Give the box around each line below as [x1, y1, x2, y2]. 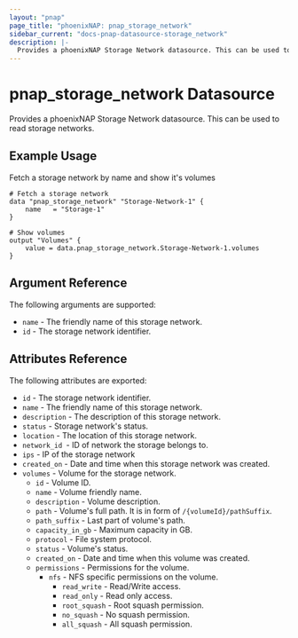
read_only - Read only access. [61, 590, 173, 601]
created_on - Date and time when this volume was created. [35, 552, 250, 563]
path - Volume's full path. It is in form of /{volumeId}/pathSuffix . [35, 505, 272, 516]
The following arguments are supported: [9, 299, 157, 310]
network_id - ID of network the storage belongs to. [21, 439, 208, 450]
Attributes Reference [9, 351, 128, 366]
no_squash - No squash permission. [61, 609, 191, 619]
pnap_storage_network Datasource [9, 84, 275, 105]
